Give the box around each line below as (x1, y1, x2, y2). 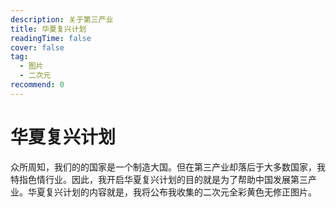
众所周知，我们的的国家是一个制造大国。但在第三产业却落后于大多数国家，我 (10, 161, 326, 173)
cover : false (10, 42, 65, 53)
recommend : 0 (10, 80, 65, 90)
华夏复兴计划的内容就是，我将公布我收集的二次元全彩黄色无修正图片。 (27, 186, 317, 198)
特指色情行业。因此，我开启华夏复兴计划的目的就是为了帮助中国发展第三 (10, 173, 308, 185)
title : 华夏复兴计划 (10, 24, 87, 34)
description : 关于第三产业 (10, 14, 114, 25)
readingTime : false (10, 33, 92, 43)
